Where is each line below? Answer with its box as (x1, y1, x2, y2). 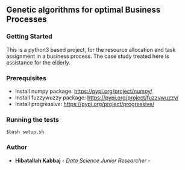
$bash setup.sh (6, 129, 45, 135)
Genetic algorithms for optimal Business (6, 5, 161, 15)
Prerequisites (6, 74, 46, 82)
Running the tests (6, 115, 59, 124)
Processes (6, 14, 47, 25)
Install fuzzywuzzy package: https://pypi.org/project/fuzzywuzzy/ (14, 93, 179, 101)
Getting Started (6, 33, 52, 41)
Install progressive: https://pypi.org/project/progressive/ (14, 100, 155, 107)
